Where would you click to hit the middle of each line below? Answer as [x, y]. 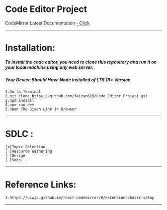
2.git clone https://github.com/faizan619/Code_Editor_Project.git [77, 96]
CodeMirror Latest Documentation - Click [47, 23]
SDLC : [19, 134]
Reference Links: [41, 184]
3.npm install [20, 101]
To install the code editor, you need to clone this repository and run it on [81, 62]
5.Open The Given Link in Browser [41, 109]
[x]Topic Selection [25, 147]
